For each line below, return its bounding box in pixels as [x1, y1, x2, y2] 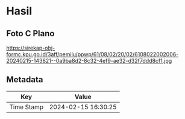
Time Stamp [9, 103, 44, 111]
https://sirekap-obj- [6, 44, 55, 51]
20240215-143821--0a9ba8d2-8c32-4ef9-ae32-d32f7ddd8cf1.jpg [6, 57, 172, 64]
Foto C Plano [6, 28, 55, 39]
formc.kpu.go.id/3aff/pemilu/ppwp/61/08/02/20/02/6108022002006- [6, 51, 179, 58]
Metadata [6, 74, 43, 85]
